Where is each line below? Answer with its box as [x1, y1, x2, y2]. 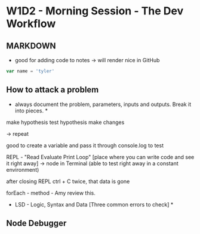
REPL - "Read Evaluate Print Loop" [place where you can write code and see [6, 153, 195, 160]
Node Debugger [6, 218, 67, 229]
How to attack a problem [6, 85, 99, 95]
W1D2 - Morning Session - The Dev [6, 4, 184, 18]
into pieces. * [14, 107, 48, 114]
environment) [6, 166, 39, 173]
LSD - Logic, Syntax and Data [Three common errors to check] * [14, 200, 174, 208]
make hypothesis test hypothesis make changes [6, 118, 125, 126]
